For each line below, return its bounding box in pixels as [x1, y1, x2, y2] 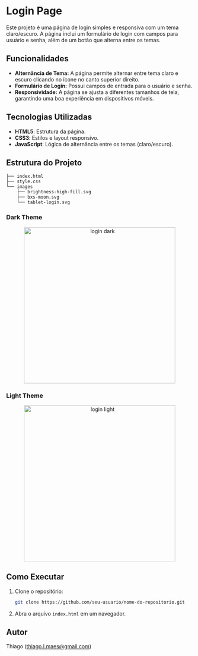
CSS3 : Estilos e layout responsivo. [14, 134, 99, 141]
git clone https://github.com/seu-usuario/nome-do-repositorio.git [14, 599, 185, 605]
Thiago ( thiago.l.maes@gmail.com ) [6, 643, 92, 650]
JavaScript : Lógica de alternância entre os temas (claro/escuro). [14, 140, 174, 147]
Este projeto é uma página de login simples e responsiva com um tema [6, 24, 179, 31]
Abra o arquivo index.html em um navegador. [14, 610, 126, 617]
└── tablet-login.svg [17, 199, 70, 206]
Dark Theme [6, 213, 43, 221]
